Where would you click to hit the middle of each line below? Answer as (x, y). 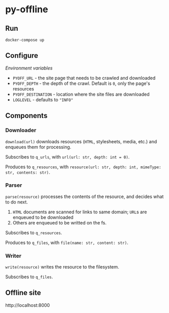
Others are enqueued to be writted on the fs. (59, 222)
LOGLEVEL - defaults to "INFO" (43, 99)
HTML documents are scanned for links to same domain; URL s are (80, 212)
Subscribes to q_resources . (34, 232)
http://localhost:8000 (28, 305)
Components (26, 116)
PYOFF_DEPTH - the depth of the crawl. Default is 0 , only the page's (81, 83)
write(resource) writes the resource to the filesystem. (62, 267)
